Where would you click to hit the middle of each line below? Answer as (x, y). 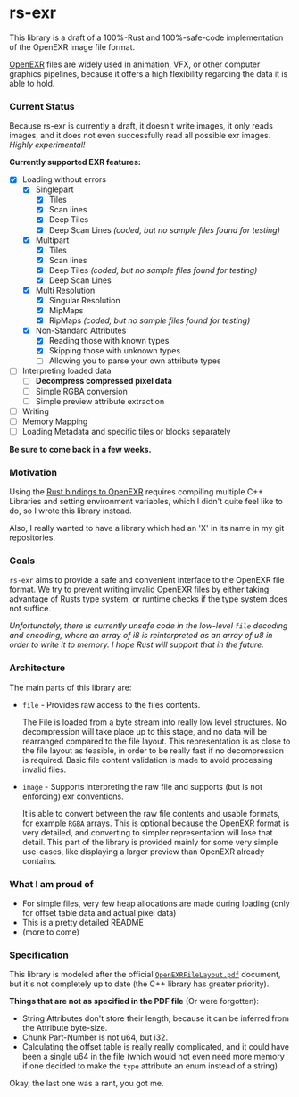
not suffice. (30, 609)
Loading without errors (64, 179)
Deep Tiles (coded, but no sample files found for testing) (153, 270)
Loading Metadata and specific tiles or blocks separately (126, 431)
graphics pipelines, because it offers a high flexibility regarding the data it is (149, 73)
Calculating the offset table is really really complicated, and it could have (156, 1047)
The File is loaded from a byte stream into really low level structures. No (154, 722)
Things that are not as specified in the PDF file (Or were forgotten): (134, 1001)
